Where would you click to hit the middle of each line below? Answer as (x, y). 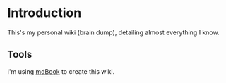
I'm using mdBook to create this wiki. (61, 71)
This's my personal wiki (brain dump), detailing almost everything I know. (114, 32)
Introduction (44, 13)
